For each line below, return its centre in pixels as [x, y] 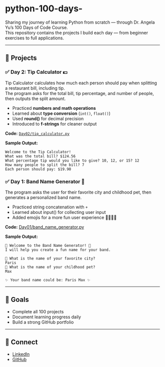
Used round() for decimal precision [48, 118]
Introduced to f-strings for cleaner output [55, 124]
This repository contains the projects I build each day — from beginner [77, 33]
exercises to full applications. [35, 38]
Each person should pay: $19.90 [38, 169]
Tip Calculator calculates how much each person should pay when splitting [81, 83]
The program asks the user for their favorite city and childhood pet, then [78, 192]
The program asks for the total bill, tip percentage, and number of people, [80, 93]
